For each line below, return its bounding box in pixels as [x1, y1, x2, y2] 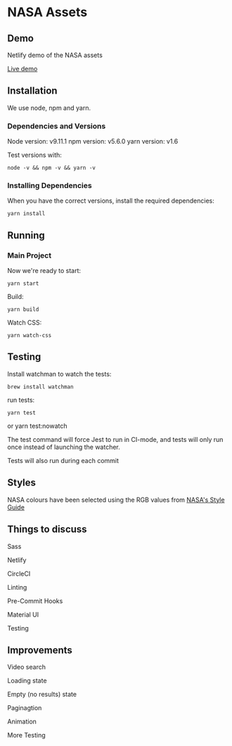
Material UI [7, 610, 39, 619]
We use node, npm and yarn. [7, 103, 91, 112]
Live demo [7, 65, 38, 72]
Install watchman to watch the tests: [7, 369, 112, 378]
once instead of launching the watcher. [7, 443, 121, 451]
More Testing [7, 731, 46, 740]
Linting [7, 583, 27, 591]
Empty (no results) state [7, 690, 77, 699]
